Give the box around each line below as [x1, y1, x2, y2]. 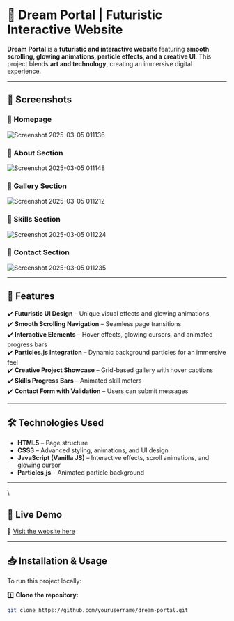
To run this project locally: [7, 577, 82, 585]
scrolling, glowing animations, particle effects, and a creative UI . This [7, 52, 212, 61]
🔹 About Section [7, 148, 63, 158]
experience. [7, 67, 42, 75]
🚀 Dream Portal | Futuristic [7, 7, 162, 23]
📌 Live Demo [7, 509, 63, 521]
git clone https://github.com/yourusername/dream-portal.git [7, 607, 189, 614]
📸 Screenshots [7, 94, 72, 106]
